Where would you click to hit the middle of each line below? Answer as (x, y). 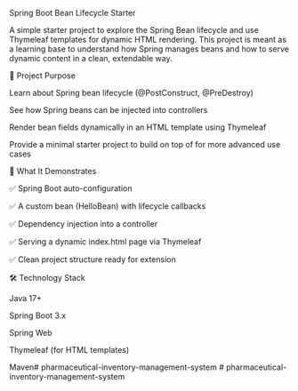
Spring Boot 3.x (38, 315)
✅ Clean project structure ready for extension (93, 259)
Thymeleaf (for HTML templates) (69, 350)
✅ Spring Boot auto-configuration (71, 188)
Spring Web (31, 333)
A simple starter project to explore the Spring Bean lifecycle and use (134, 30)
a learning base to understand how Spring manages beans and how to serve (149, 49)
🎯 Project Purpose (42, 76)
